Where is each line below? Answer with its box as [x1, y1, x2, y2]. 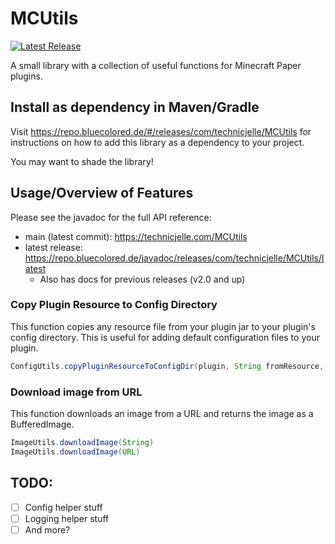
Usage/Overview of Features [10, 185, 194, 202]
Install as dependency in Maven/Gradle [10, 99, 260, 116]
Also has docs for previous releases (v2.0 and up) [39, 273, 246, 285]
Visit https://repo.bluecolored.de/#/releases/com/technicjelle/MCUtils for [10, 125, 312, 137]
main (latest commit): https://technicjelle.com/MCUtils [24, 230, 248, 242]
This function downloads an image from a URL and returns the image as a [10, 408, 314, 420]
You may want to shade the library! [10, 155, 154, 167]
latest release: [24, 241, 83, 253]
